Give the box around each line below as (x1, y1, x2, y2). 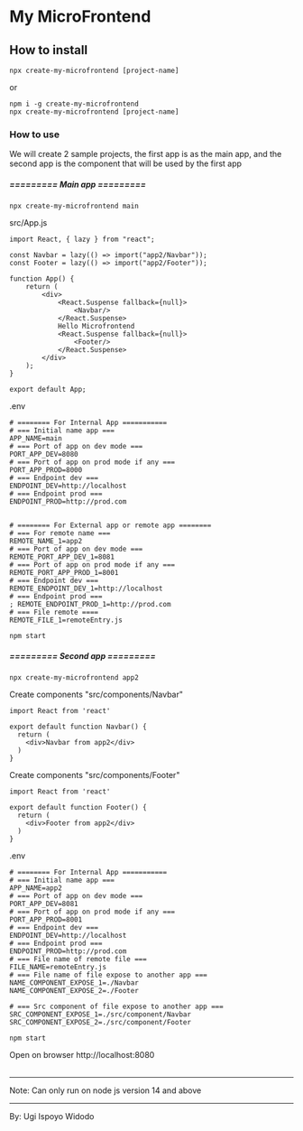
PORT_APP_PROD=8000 (9, 466, 83, 475)
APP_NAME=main (9, 434, 63, 443)
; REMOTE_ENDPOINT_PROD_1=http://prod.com (9, 600, 171, 609)
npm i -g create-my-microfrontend (9, 99, 140, 108)
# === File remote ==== (9, 607, 99, 617)
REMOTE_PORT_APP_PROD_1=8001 (9, 569, 119, 578)
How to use (9, 128, 60, 141)
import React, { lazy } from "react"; (9, 235, 155, 245)
